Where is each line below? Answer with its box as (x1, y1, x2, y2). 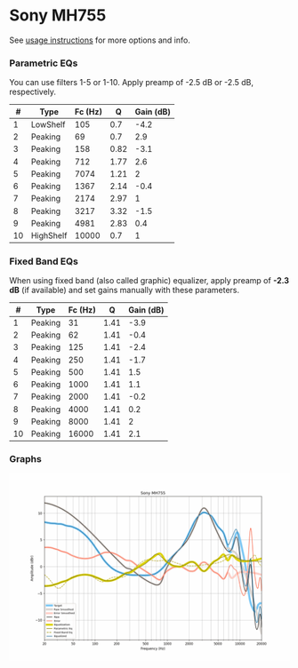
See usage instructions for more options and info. (9, 35, 191, 45)
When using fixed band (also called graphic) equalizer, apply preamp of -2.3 (9, 275, 290, 286)
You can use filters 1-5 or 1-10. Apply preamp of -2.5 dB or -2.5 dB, (9, 77, 254, 88)
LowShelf (30, 119, 66, 130)
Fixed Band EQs (9, 255, 78, 267)
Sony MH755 (9, 5, 107, 26)
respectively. (9, 86, 56, 98)
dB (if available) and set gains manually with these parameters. (9, 285, 240, 296)
